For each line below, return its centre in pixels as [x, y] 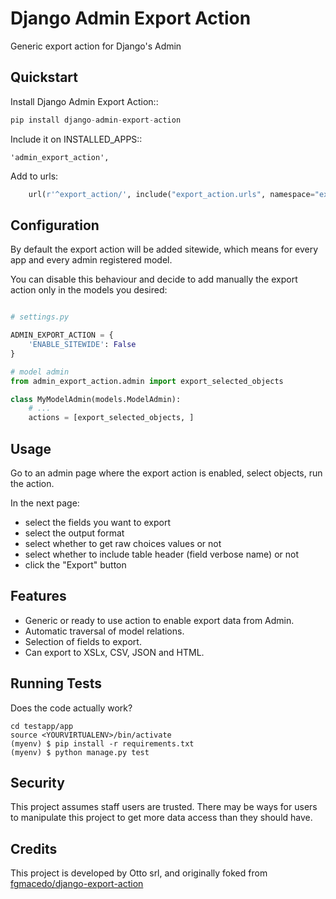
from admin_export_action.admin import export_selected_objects [147, 381]
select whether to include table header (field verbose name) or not [162, 554]
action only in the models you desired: [89, 290]
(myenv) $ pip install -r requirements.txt [102, 743]
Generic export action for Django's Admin [96, 46]
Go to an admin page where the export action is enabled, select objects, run [166, 473]
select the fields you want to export [98, 522]
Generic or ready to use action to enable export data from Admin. [159, 620]
